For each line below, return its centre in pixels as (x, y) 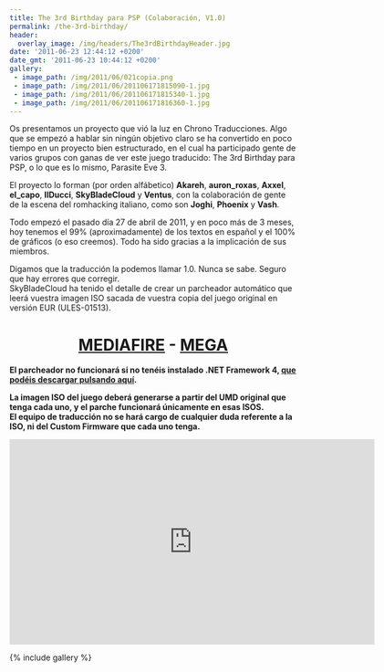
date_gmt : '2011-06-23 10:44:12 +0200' (85, 60)
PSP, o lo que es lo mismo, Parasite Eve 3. (88, 168)
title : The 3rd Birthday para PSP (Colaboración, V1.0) (118, 18)
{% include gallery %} (51, 657)
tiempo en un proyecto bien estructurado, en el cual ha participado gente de (153, 148)
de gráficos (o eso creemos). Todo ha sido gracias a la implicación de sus (148, 242)
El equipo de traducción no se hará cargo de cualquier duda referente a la (151, 417)
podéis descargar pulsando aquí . (73, 380)
